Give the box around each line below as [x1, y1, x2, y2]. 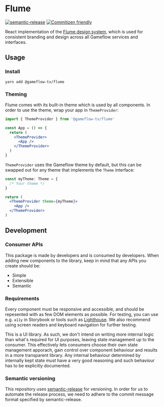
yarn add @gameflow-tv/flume [5, 79, 65, 84]
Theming [5, 90, 27, 97]
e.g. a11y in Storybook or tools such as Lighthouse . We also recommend [5, 317, 151, 322]
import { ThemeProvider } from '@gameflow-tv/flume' [5, 116, 115, 121]
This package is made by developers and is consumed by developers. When [5, 252, 159, 258]
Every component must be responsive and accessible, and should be [5, 306, 144, 312]
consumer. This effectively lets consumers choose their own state [5, 342, 138, 348]
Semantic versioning [5, 375, 55, 381]
